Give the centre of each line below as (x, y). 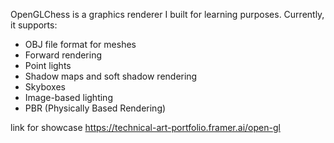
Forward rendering (63, 55)
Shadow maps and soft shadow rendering (111, 76)
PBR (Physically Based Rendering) (95, 108)
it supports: (34, 25)
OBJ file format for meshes (80, 44)
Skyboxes (45, 87)
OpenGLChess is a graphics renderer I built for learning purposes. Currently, (167, 14)
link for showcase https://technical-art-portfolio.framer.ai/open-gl (145, 127)
